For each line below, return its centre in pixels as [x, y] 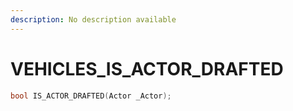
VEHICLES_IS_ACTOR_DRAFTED [147, 68]
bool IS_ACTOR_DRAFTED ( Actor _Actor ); [91, 96]
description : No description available [93, 19]
